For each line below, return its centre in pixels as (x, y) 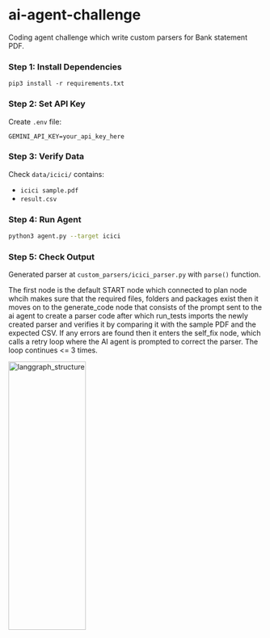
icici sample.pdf (49, 190)
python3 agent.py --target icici (65, 236)
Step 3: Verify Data (46, 157)
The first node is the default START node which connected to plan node (128, 290)
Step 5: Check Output (52, 256)
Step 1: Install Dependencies (65, 66)
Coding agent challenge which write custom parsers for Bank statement (128, 37)
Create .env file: (35, 121)
